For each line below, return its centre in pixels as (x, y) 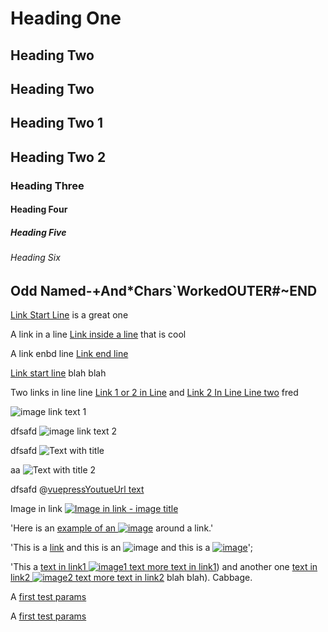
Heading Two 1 (57, 123)
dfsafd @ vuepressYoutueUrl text (77, 489)
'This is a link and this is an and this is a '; (132, 548)
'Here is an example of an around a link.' (112, 528)
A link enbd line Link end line (69, 354)
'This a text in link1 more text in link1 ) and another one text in (164, 567)
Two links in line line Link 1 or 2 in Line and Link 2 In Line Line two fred (154, 393)
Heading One (66, 18)
